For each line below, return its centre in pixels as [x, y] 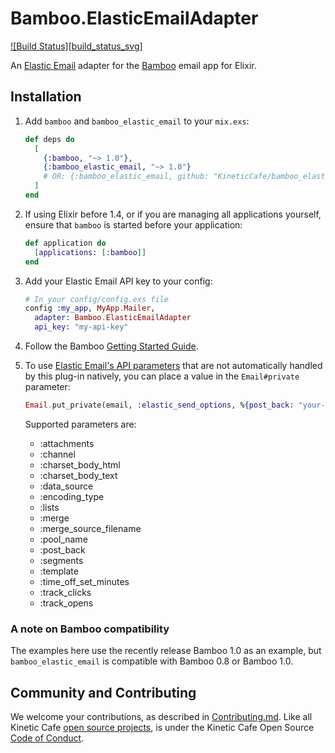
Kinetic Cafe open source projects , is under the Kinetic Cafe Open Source [162, 727]
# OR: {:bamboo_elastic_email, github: [126, 177]
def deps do [49, 139]
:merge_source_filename [90, 528]
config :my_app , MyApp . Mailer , [90, 308]
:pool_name [63, 539]
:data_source [66, 486]
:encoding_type [72, 496]
